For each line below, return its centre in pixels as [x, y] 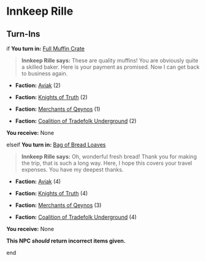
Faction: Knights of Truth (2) [51, 97]
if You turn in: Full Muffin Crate [45, 48]
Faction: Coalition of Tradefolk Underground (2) [76, 121]
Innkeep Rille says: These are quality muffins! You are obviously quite [110, 60]
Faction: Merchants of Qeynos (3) [58, 205]
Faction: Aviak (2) [38, 85]
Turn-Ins [23, 34]
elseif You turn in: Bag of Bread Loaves [56, 145]
